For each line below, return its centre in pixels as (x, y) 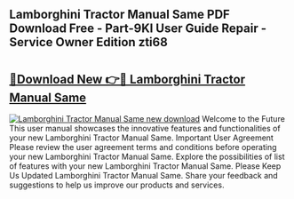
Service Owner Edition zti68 (89, 42)
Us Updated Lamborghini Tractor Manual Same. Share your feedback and (143, 175)
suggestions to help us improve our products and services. (117, 185)
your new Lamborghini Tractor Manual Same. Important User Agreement (141, 138)
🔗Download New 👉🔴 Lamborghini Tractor (127, 79)
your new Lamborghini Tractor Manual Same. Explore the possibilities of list (147, 156)
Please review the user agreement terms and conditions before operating (143, 147)
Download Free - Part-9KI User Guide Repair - (138, 29)
